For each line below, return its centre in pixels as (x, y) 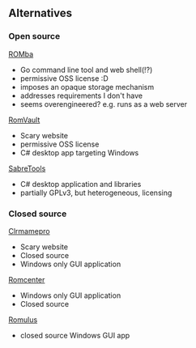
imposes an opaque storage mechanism (87, 87)
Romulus (23, 320)
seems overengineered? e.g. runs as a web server (104, 104)
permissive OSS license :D (64, 78)
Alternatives (40, 13)
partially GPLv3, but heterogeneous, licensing (96, 193)
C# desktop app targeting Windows (79, 152)
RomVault (24, 120)
